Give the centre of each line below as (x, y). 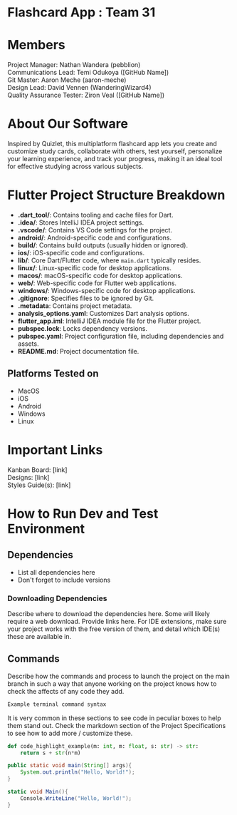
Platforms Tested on (53, 374)
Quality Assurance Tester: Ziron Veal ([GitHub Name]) (86, 95)
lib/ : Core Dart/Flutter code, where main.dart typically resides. (109, 260)
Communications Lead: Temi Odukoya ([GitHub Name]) (88, 73)
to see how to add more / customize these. (70, 733)
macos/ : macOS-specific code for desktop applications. (100, 276)
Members (36, 45)
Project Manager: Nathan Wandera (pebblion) (74, 65)
